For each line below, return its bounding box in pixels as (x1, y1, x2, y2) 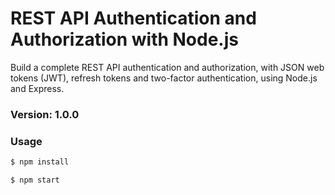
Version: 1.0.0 (10, 107, 80, 121)
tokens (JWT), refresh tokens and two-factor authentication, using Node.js (10, 72, 318, 84)
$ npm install (10, 157, 70, 167)
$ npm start (10, 175, 60, 186)
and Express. (10, 82, 65, 94)
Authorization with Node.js (10, 28, 239, 51)
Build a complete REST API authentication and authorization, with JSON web (10, 61, 325, 73)
